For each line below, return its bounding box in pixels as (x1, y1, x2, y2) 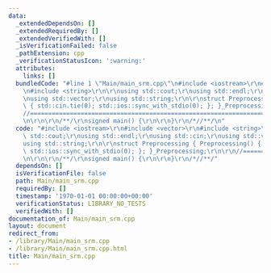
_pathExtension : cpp (15, 49, 85, 57)
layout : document (8, 222, 67, 230)
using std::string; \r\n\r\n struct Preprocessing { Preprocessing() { (23, 139, 262, 148)
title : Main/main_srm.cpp (8, 252, 95, 260)
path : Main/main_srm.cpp (15, 177, 99, 186)
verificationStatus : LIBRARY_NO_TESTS (15, 199, 147, 208)
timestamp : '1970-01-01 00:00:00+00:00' (15, 191, 153, 200)
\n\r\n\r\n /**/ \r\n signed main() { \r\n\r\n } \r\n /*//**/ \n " (23, 117, 226, 125)
